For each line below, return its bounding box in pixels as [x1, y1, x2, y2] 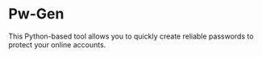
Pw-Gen [8, 5, 64, 23]
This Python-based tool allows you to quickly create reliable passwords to [8, 31, 254, 41]
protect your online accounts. [8, 39, 106, 49]
